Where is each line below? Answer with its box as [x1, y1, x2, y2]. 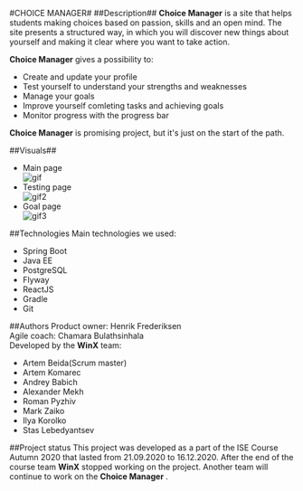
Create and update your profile [22, 71, 137, 82]
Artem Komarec [22, 367, 81, 378]
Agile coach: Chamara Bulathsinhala [9, 330, 145, 341]
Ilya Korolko [22, 415, 67, 426]
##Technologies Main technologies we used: [9, 228, 176, 239]
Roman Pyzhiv [22, 396, 77, 406]
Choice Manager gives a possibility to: [9, 54, 154, 64]
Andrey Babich [22, 377, 79, 387]
